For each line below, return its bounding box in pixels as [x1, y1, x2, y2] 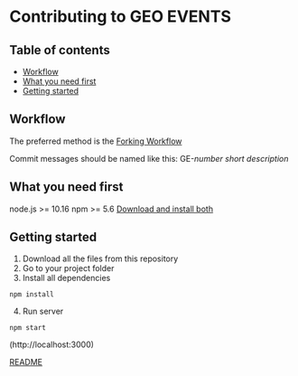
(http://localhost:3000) [9, 339, 95, 350]
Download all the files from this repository [22, 253, 179, 264]
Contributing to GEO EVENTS [9, 6, 232, 27]
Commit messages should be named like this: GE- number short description [9, 153, 289, 164]
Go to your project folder [22, 263, 115, 274]
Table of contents [9, 42, 110, 58]
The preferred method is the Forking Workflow [9, 136, 182, 146]
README [9, 357, 43, 368]
